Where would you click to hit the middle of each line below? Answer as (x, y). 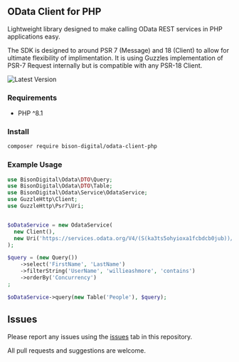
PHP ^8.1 (30, 113)
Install (18, 132)
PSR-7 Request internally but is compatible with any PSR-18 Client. (105, 65)
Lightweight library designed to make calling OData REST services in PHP (115, 29)
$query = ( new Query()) (43, 258)
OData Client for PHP (54, 12)
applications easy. (34, 36)
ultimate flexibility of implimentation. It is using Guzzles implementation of (115, 58)
